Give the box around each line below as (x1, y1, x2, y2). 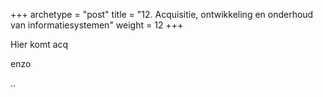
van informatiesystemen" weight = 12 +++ (10, 19, 184, 31)
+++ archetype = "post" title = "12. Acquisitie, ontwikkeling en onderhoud (10, 9, 314, 20)
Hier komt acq (10, 39, 69, 50)
